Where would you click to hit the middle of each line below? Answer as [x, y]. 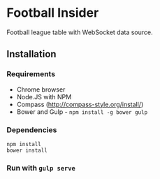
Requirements [31, 74]
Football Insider [53, 13]
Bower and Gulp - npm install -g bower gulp [82, 112]
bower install [27, 150]
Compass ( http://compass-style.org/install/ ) [80, 104]
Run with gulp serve [41, 168]
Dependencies [32, 129]
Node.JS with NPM [44, 96]
